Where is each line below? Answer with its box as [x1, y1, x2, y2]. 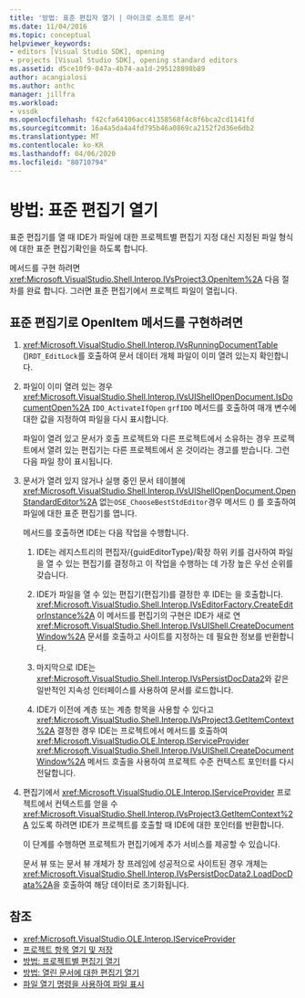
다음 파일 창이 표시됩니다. [22, 456, 114, 467]
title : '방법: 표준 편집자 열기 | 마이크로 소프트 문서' [9, 13, 196, 23]
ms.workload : [9, 98, 59, 108]
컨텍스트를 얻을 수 [54, 798, 118, 809]
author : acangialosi [9, 73, 88, 82]
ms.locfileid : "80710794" [9, 157, 107, 167]
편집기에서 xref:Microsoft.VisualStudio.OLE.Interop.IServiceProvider [22, 787, 275, 798]
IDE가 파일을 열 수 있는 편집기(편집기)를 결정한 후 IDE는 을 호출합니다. [36, 589, 284, 600]
